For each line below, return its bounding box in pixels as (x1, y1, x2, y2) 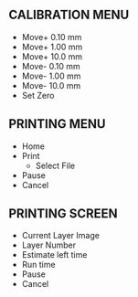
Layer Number (21, 239, 77, 250)
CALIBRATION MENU (8, 7, 130, 23)
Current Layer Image (21, 230, 100, 241)
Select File (35, 160, 76, 171)
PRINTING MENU (8, 116, 106, 132)
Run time (21, 260, 56, 270)
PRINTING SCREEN (8, 206, 118, 222)
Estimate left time (21, 249, 88, 260)
